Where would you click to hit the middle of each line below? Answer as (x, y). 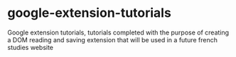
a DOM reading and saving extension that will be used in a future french (113, 39)
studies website (31, 47)
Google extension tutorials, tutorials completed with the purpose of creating (118, 32)
